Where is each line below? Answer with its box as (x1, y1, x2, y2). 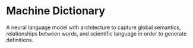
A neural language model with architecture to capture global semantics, (6, 24, 181, 31)
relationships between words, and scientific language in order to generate (6, 30, 187, 37)
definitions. (6, 36, 34, 43)
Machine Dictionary (6, 4, 106, 18)
